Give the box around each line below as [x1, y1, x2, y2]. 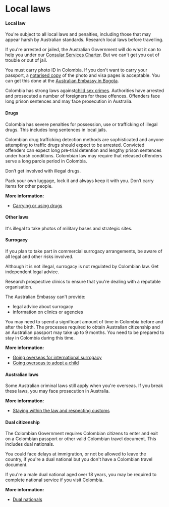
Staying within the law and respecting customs [12, 408, 110, 414]
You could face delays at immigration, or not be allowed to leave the [5, 451, 146, 457]
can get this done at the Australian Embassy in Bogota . [5, 78, 120, 84]
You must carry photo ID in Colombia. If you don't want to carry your [5, 67, 148, 73]
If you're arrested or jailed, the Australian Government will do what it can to [5, 47, 161, 53]
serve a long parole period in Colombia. [5, 158, 87, 164]
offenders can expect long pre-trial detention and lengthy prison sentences [5, 147, 162, 153]
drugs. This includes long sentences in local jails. [5, 126, 107, 133]
